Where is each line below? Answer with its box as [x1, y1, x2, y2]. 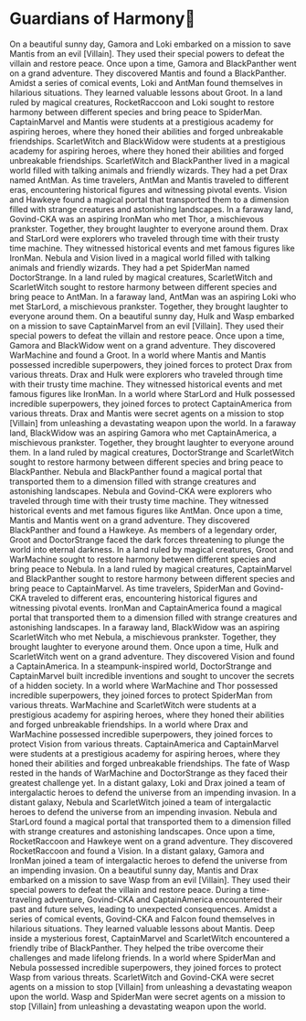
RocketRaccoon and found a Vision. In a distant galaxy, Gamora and [9, 845, 265, 856]
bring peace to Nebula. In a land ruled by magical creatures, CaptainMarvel [9, 563, 292, 575]
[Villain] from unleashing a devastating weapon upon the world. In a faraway [9, 417, 297, 428]
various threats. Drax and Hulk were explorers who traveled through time [9, 369, 283, 380]
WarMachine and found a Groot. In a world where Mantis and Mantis [9, 349, 267, 360]
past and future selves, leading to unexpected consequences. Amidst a [9, 903, 278, 914]
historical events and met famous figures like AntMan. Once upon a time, [9, 505, 283, 516]
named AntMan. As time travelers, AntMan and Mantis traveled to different [9, 174, 290, 186]
